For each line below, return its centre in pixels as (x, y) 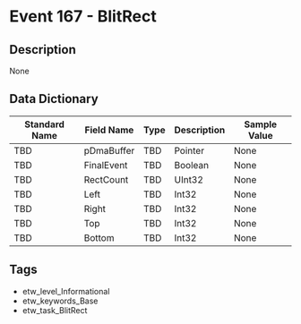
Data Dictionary (54, 99)
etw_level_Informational (66, 291)
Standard (44, 124)
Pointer (189, 150)
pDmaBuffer (109, 150)
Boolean (191, 165)
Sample (261, 124)
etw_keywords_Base (60, 301)
